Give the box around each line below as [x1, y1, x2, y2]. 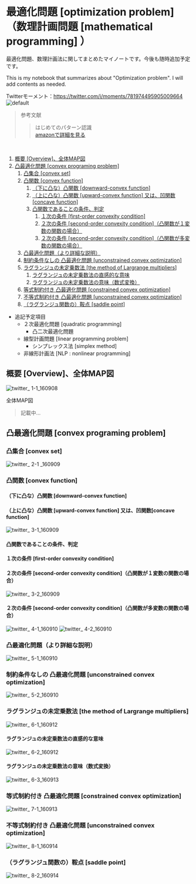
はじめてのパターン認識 [35, 124, 92, 131]
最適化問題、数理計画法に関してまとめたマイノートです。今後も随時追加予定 [6, 55, 191, 62]
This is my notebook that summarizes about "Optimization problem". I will [6, 74, 184, 81]
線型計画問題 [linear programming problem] [23, 335, 129, 342]
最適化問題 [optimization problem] [6, 5, 174, 19]
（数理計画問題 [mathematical [6, 20, 153, 33]
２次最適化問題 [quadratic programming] [23, 320, 122, 328]
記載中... [20, 409, 41, 416]
